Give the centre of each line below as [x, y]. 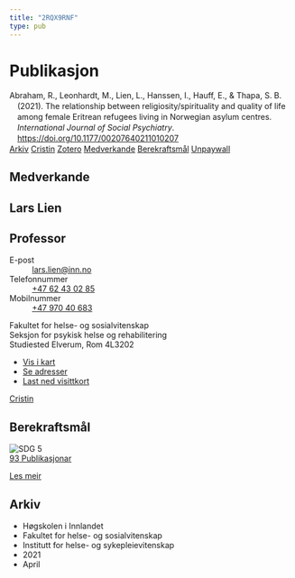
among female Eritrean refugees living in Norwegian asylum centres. [145, 117]
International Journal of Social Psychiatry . [96, 128]
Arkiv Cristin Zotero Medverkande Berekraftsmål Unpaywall [120, 149]
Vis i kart [39, 362]
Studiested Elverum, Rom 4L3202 [72, 344]
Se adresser [45, 372]
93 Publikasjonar [41, 459]
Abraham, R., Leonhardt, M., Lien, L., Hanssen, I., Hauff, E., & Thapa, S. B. [146, 96]
